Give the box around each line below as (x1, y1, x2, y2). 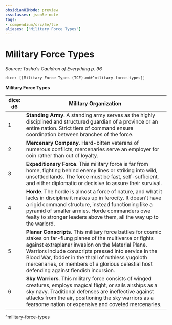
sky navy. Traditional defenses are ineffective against (26, 288, 154, 295)
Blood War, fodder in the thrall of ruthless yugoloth (26, 254, 147, 261)
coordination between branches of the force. (26, 131, 134, 138)
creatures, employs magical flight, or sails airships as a (26, 281, 158, 289)
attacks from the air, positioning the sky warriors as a (26, 294, 154, 301)
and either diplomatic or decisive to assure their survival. (26, 180, 162, 187)
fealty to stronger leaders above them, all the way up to (26, 214, 159, 221)
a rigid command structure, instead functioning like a (26, 201, 153, 208)
